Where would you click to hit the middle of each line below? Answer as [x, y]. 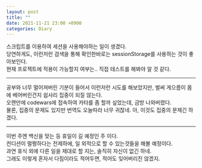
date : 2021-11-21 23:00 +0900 [44, 23]
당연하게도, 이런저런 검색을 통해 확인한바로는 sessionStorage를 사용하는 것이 [97, 54]
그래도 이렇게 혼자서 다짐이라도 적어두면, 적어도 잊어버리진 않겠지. [83, 159]
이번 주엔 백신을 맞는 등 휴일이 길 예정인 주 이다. [62, 136]
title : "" [19, 17]
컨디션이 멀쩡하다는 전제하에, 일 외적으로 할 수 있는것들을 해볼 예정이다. [90, 144]
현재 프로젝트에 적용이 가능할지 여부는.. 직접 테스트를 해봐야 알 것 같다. [89, 69]
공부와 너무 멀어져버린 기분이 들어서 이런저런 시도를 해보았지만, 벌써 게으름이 [96, 87]
